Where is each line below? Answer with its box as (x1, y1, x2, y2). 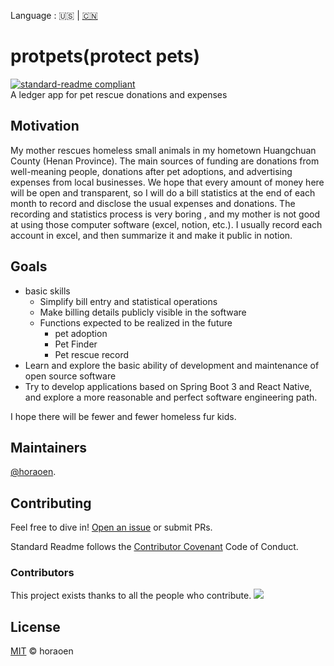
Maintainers (10, 439, 88, 456)
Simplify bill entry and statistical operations (39, 295, 218, 307)
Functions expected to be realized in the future (39, 316, 233, 329)
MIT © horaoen (10, 645, 74, 657)
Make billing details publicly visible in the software (39, 306, 247, 318)
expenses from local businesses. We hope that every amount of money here (10, 176, 325, 188)
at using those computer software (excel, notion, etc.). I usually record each (10, 218, 323, 230)
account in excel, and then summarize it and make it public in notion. (10, 229, 293, 241)
